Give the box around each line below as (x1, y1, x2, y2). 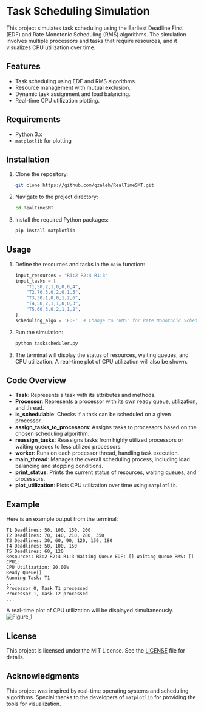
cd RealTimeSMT (15, 205, 54, 211)
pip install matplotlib (15, 228, 76, 234)
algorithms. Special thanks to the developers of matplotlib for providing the (6, 693, 196, 700)
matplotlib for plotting (15, 137, 72, 144)
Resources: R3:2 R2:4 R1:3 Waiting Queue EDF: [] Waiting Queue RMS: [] (6, 554, 194, 560)
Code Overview (6, 375, 67, 385)
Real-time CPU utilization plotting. (15, 97, 100, 104)
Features (6, 61, 41, 72)
